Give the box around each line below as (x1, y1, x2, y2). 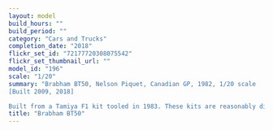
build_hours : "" (8, 19, 63, 28)
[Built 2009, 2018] (8, 87, 75, 96)
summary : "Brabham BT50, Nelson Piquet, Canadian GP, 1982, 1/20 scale (8, 80, 256, 88)
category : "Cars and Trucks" (8, 34, 107, 43)
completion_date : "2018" (8, 42, 93, 50)
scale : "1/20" (8, 72, 57, 80)
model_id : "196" (8, 65, 63, 73)
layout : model (8, 11, 57, 20)
